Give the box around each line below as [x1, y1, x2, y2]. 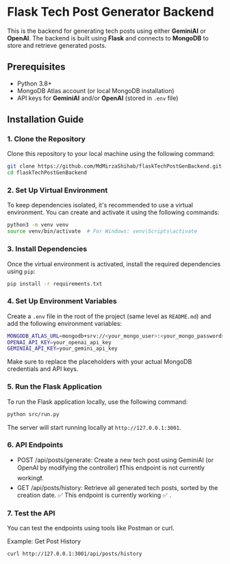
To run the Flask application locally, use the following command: [7, 398, 188, 406]
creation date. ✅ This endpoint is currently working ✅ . [16, 491, 172, 499]
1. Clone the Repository [7, 134, 86, 144]
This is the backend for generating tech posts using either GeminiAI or [7, 27, 207, 35]
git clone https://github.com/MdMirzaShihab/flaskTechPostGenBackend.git [7, 163, 222, 170]
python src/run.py [7, 411, 60, 418]
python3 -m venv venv [7, 222, 69, 229]
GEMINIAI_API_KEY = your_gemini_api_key [7, 345, 118, 352]
